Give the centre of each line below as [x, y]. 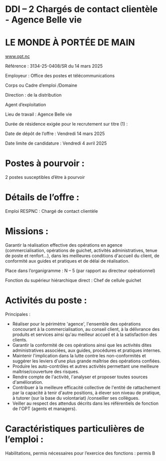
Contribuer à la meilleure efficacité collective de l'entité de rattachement [86, 387]
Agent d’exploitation [26, 105]
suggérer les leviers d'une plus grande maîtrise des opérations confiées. [86, 361]
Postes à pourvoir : [45, 163]
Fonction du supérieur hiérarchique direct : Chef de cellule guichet [73, 280]
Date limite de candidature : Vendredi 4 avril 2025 [56, 144]
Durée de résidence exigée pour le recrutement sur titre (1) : [67, 124]
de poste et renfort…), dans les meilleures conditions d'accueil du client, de [83, 256]
